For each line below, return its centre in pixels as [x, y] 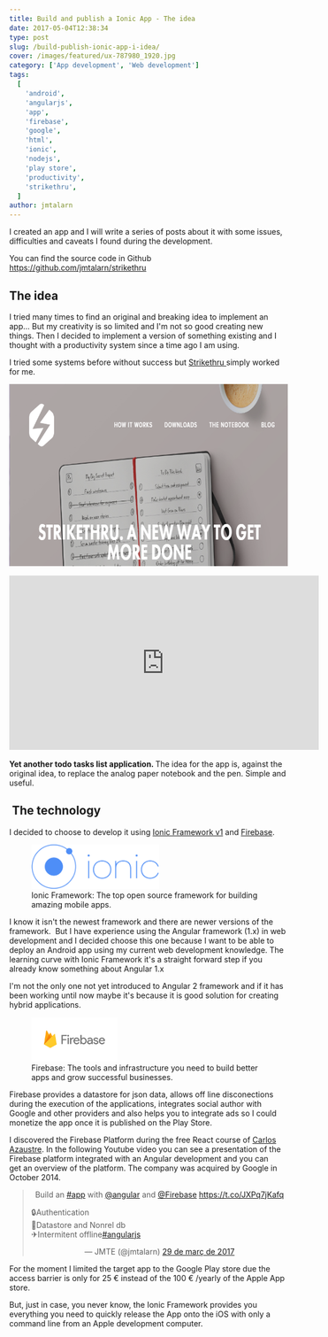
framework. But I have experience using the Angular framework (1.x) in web [148, 931]
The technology [57, 811]
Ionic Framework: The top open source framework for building [145, 895]
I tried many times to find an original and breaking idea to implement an [139, 317]
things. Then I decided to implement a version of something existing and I [143, 336]
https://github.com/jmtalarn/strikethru [78, 268]
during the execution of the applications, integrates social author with [136, 1103]
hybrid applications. [45, 1004]
